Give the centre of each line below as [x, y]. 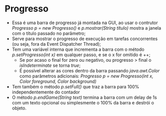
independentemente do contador [46, 92]
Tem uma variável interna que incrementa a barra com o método [78, 49]
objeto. [19, 108]
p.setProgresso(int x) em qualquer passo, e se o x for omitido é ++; [81, 54]
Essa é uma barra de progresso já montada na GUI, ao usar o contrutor [85, 23]
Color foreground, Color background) [58, 81]
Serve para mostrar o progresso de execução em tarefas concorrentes [85, 39]
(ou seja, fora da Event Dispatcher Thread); [56, 44]
